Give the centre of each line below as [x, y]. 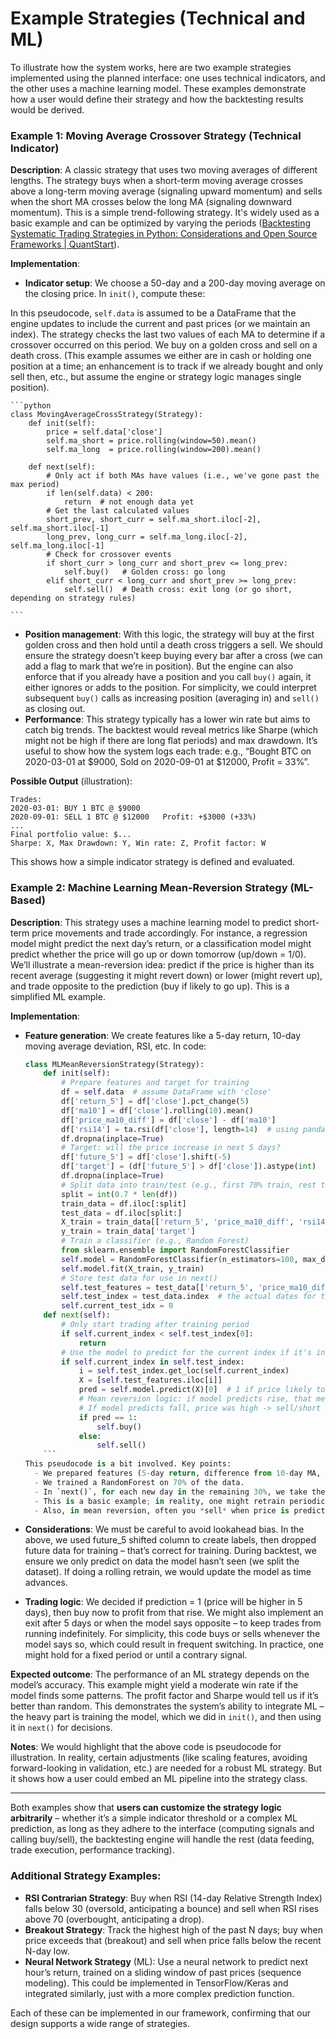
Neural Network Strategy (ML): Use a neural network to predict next [166, 1961]
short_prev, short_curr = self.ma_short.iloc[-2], [154, 520]
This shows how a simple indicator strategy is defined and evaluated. [153, 862]
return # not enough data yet [129, 502]
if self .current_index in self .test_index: [153, 1362]
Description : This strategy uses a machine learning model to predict [151, 922]
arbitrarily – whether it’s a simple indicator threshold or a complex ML [154, 1818]
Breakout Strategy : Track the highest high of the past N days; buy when [174, 1929]
